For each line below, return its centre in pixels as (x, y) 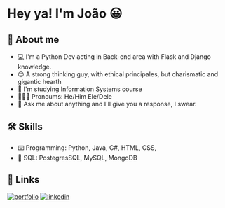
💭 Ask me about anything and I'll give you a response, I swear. (107, 104)
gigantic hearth (39, 82)
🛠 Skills (25, 127)
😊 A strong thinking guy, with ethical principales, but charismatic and (118, 74)
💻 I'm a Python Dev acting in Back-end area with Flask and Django (114, 57)
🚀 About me (33, 40)
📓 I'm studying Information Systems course (80, 89)
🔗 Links (23, 180)
